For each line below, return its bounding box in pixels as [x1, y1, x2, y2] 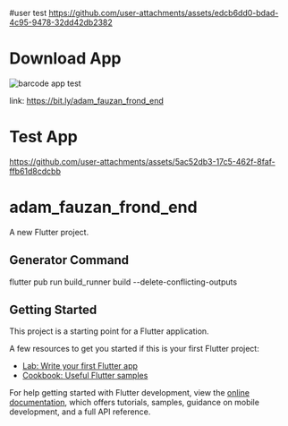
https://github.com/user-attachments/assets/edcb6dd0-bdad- [48, 8, 279, 18]
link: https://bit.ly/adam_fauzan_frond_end [9, 95, 164, 106]
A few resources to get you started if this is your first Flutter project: [9, 344, 259, 354]
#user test [9, 8, 47, 18]
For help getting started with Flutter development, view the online [9, 388, 250, 398]
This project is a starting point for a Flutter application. [9, 326, 209, 337]
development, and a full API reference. [9, 406, 151, 417]
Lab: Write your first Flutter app [21, 361, 139, 371]
